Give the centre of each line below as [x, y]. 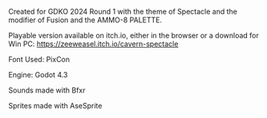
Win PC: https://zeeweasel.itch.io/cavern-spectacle [93, 44]
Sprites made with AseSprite [55, 106]
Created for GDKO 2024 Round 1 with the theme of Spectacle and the [123, 12]
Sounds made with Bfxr [47, 90]
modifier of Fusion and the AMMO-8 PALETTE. [85, 20]
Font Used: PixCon [39, 59]
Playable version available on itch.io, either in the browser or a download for [133, 35]
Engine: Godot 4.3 [38, 75]
